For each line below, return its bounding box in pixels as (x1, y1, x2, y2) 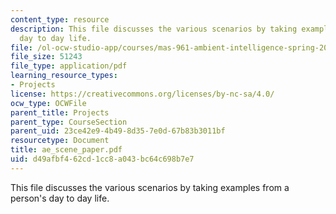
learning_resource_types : (10, 71, 118, 81)
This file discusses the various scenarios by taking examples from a (10, 181, 290, 193)
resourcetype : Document (10, 136, 110, 146)
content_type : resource (10, 14, 110, 25)
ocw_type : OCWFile (10, 98, 87, 108)
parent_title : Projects (10, 107, 110, 118)
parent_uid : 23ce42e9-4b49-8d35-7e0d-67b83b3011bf (10, 126, 226, 136)
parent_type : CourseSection (10, 117, 128, 127)
